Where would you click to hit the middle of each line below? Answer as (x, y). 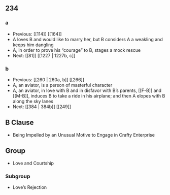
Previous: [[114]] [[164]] (37, 34)
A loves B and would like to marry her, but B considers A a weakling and (88, 39)
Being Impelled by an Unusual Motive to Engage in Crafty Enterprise (83, 135)
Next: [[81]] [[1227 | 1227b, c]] (44, 55)
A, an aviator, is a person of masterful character (62, 85)
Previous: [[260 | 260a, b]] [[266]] (48, 79)
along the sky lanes (33, 101)
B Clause (20, 123)
